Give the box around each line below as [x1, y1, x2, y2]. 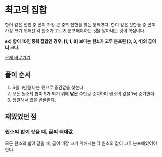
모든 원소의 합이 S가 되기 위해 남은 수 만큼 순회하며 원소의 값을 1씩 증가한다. [12, 90, 156, 96]
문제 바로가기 [5, 54, 31, 60]
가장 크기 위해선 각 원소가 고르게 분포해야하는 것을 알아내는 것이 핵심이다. [5, 27, 146, 33]
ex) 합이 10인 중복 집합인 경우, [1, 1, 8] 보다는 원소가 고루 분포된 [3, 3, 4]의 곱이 [5, 38, 156, 44]
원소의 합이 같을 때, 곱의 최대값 [5, 129, 73, 135]
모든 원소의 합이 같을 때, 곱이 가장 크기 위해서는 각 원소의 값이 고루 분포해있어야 [5, 140, 158, 146]
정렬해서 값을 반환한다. [12, 97, 56, 103]
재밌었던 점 [5, 112, 37, 121]
